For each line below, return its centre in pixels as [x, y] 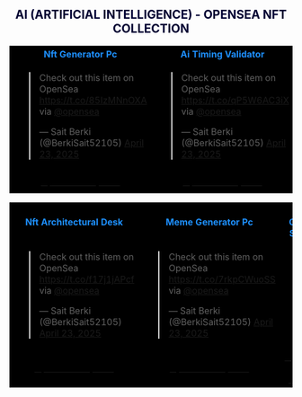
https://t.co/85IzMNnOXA [93, 100]
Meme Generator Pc [209, 222]
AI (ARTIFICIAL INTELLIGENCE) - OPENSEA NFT [151, 15]
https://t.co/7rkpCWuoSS [222, 279]
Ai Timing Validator [222, 54]
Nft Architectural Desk [75, 222]
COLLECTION [151, 29]
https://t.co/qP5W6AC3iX [235, 100]
